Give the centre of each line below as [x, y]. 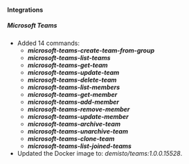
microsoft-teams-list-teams [69, 57]
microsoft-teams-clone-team [71, 138]
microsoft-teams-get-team [68, 65]
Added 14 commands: [48, 43]
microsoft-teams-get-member [72, 94]
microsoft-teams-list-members [74, 87]
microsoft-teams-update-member [78, 116]
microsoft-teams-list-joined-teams [79, 146]
